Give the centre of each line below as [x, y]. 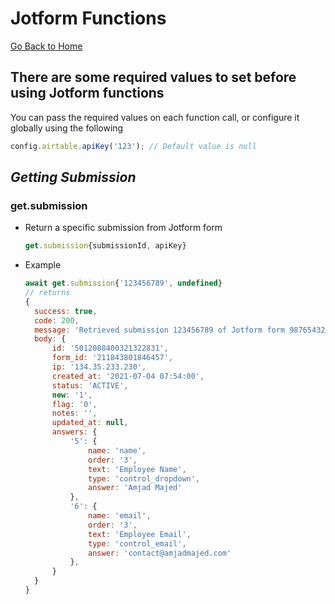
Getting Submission [73, 177]
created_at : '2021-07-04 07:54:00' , [128, 376]
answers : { [74, 432]
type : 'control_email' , [137, 543]
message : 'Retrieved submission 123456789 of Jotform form [160, 330]
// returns [47, 293]
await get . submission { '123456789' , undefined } [123, 283]
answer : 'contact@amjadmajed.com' [160, 553]
